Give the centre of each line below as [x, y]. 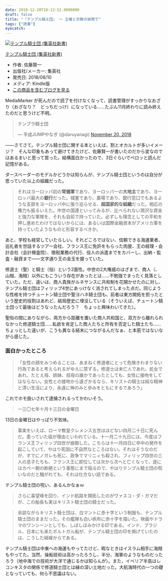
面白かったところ [26, 351]
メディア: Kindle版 [31, 84]
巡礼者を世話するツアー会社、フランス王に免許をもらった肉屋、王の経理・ [82, 246]
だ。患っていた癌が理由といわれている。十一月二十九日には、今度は [88, 437]
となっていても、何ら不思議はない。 [42, 573]
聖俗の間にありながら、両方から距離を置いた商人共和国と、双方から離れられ [84, 318]
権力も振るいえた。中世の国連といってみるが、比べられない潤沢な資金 [90, 210]
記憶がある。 [18, 164]
